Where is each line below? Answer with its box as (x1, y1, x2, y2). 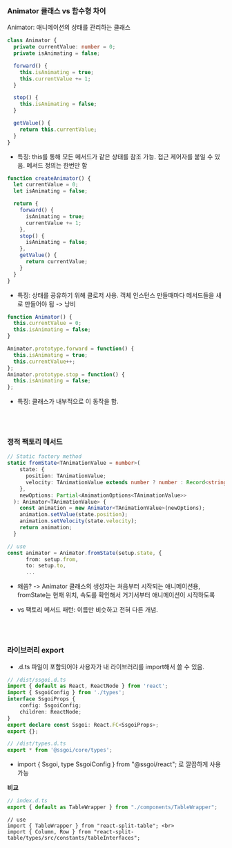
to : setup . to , (25, 563, 67, 569)
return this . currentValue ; (19, 126, 97, 133)
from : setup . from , (25, 556, 79, 563)
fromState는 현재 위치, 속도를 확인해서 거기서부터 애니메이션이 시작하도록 (17, 591, 215, 599)
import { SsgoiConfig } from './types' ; (7, 689, 126, 696)
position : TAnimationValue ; (25, 472, 107, 479)
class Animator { (7, 37, 57, 44)
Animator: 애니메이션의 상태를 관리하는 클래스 (7, 23, 131, 32)
